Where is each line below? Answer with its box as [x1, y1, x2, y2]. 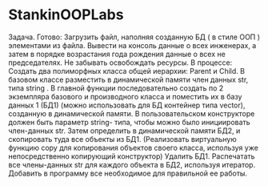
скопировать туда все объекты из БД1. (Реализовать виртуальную [8, 134, 238, 144]
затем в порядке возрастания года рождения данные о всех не [8, 49, 226, 59]
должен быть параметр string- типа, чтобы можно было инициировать [8, 117, 250, 127]
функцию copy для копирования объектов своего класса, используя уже [8, 143, 258, 152]
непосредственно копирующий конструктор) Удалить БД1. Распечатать [8, 151, 255, 161]
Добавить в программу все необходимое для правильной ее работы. [8, 168, 248, 178]
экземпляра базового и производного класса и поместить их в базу [8, 91, 242, 101]
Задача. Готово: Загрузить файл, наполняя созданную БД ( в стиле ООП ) [8, 32, 261, 42]
